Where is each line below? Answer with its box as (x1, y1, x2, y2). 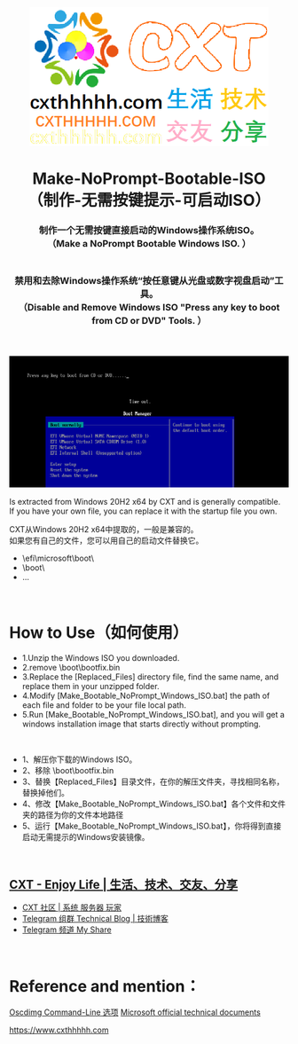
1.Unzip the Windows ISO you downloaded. (21, 652, 180, 663)
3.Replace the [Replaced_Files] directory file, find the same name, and (21, 671, 279, 682)
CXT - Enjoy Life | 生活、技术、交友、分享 (9, 877, 239, 892)
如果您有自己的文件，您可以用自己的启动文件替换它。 (9, 535, 204, 546)
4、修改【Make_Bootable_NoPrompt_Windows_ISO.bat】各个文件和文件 (21, 798, 286, 809)
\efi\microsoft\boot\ (21, 553, 95, 563)
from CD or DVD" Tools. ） (91, 315, 207, 327)
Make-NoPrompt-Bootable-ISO (32, 169, 266, 189)
